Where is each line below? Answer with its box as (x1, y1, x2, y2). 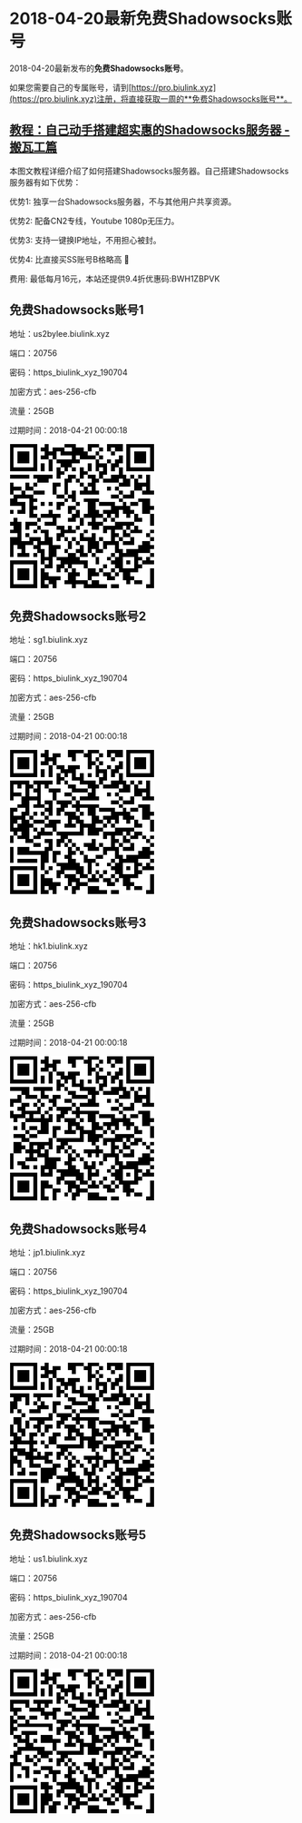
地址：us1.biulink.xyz (9, 1553, 88, 1564)
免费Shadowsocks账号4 (9, 1221, 147, 1237)
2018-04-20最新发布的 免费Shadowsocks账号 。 (9, 63, 189, 74)
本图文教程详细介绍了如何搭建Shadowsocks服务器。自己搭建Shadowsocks (9, 165, 289, 176)
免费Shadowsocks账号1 (9, 302, 144, 318)
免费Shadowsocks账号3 (9, 914, 147, 931)
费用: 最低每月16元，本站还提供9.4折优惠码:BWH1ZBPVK (9, 273, 220, 284)
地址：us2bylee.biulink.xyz (9, 328, 111, 339)
